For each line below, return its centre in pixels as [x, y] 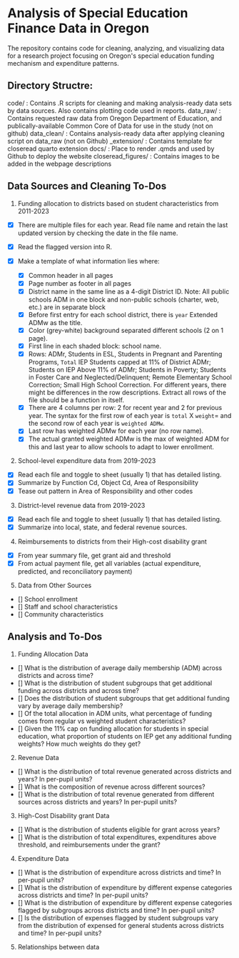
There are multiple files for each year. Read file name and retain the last [123, 225]
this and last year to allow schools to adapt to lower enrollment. [121, 447]
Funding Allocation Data [53, 654]
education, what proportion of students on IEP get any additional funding [124, 736]
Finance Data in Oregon [78, 28]
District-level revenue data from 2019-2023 [81, 505]
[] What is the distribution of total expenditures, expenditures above [117, 837]
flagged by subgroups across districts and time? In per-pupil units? [116, 910]
